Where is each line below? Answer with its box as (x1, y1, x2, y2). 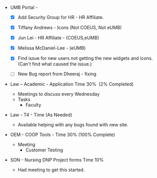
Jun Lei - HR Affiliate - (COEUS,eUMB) (17, 35, 99, 41)
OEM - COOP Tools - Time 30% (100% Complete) (10, 131, 115, 138)
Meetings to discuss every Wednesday (17, 91, 100, 97)
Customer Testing (25, 147, 63, 153)
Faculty (25, 102, 41, 108)
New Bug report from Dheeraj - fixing (17, 71, 97, 77)
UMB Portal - (10, 5, 38, 10)
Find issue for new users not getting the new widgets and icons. (17, 55, 153, 61)
